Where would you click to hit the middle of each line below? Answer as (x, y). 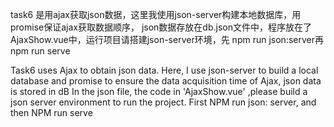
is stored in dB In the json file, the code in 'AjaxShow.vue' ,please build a (159, 91)
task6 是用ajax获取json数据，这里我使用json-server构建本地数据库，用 (156, 14)
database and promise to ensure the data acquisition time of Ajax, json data (166, 81)
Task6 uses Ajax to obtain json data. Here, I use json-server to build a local (164, 70)
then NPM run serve (51, 112)
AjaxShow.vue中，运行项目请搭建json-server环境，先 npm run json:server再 (167, 39)
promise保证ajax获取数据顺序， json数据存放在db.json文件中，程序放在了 (161, 27)
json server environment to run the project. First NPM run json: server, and (163, 102)
